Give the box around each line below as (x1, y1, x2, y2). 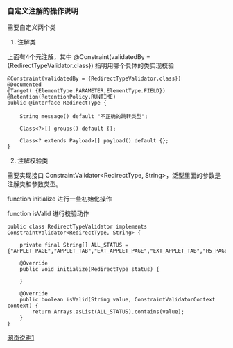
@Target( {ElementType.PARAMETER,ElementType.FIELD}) (7, 88, 166, 94)
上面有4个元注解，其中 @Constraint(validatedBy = (7, 53, 151, 61)
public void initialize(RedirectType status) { (19, 266, 159, 273)
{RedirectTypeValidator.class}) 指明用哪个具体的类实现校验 (7, 61, 175, 70)
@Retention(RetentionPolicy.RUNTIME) (7, 94, 116, 101)
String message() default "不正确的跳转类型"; (19, 113, 148, 120)
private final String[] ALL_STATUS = (19, 242, 129, 249)
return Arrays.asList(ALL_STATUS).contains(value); (32, 308, 185, 315)
